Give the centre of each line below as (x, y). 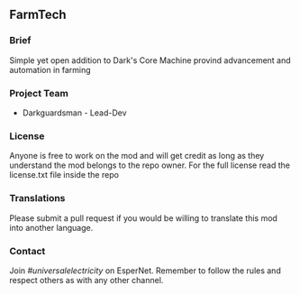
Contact (27, 251)
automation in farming (50, 69)
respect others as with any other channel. (86, 280)
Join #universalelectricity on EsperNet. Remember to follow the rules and (145, 271)
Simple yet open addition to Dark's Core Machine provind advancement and (150, 60)
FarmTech (38, 15)
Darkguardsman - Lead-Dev (75, 113)
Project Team (39, 93)
